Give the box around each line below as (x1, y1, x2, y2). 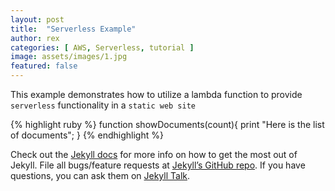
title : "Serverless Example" (10, 24, 137, 34)
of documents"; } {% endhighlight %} (10, 129, 164, 141)
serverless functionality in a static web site (10, 99, 196, 111)
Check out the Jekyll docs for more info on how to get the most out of (10, 149, 298, 160)
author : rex (10, 33, 60, 43)
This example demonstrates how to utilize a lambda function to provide (10, 89, 303, 100)
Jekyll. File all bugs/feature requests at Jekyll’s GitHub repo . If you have (10, 159, 306, 171)
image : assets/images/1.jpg (10, 52, 128, 62)
